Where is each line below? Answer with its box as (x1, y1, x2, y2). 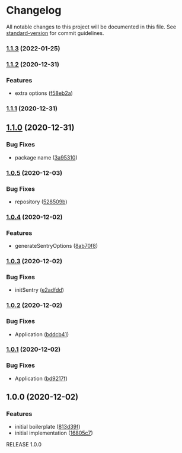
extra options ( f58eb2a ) (14, 90, 73, 97)
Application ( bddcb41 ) (14, 330, 69, 338)
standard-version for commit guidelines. (6, 29, 104, 36)
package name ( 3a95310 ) (14, 154, 78, 161)
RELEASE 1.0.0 (6, 441, 42, 448)
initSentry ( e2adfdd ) (14, 286, 64, 294)
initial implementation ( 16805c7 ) (14, 429, 93, 436)
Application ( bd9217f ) (14, 375, 68, 382)
